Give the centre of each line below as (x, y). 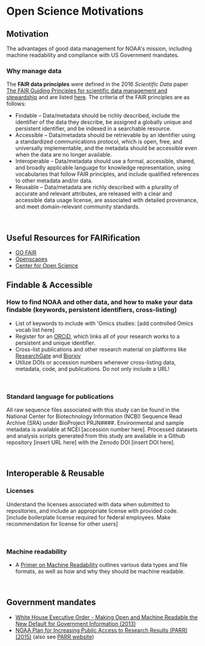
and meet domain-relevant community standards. (77, 207)
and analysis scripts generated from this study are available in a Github (96, 436)
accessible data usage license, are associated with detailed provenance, (106, 200)
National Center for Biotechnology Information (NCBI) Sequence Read (94, 416)
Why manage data (34, 70)
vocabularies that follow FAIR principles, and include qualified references (107, 174)
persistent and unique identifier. (55, 343)
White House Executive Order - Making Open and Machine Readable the (106, 617)
